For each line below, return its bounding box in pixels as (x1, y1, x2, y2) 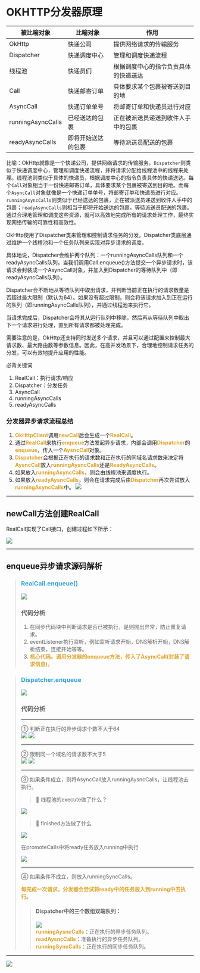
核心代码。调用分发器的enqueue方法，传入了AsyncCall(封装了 (29, 653, 185, 660)
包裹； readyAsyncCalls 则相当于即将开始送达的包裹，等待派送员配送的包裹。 (6, 204, 192, 211)
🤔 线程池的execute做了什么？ (35, 796, 107, 803)
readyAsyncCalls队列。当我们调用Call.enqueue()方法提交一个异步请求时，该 (6, 258, 193, 266)
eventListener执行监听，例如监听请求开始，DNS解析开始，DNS (29, 638, 185, 645)
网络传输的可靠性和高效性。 (11, 219, 79, 226)
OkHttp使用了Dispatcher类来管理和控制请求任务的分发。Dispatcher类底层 (6, 231, 186, 238)
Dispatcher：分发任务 (14, 382, 68, 389)
